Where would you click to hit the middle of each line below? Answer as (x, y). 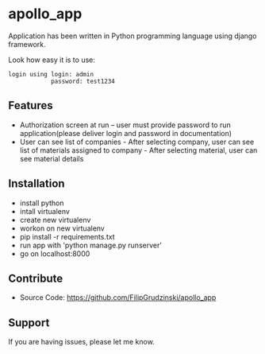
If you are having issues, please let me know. (81, 342)
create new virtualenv (55, 220)
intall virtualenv (44, 211)
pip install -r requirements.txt (67, 236)
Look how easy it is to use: (52, 60)
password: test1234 (83, 81)
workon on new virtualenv (62, 228)
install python (42, 203)
